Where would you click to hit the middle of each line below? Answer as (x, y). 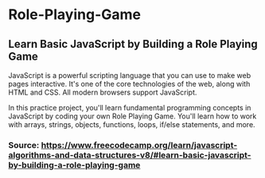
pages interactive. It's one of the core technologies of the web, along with (129, 84)
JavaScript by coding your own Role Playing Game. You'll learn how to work (132, 116)
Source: (24, 145)
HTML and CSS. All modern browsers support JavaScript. (103, 92)
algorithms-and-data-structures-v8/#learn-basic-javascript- (130, 155)
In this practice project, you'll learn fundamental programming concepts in (130, 108)
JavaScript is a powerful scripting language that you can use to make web (130, 75)
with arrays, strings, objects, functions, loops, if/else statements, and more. (132, 124)
